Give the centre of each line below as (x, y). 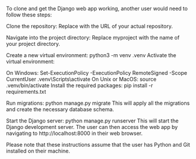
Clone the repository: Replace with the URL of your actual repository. (89, 26)
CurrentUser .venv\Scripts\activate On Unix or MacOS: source (82, 79)
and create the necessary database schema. (60, 109)
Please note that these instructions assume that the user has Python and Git (98, 145)
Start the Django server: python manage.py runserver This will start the (92, 121)
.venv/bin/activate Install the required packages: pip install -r (79, 85)
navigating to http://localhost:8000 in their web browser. (74, 133)
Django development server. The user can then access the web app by (92, 127)
